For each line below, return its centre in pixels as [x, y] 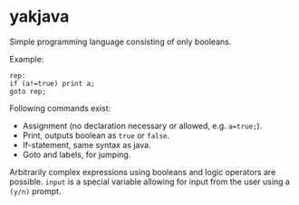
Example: [27, 59]
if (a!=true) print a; [52, 83]
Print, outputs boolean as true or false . [96, 135]
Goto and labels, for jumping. [77, 154]
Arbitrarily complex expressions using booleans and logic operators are [143, 172]
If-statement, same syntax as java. [87, 144]
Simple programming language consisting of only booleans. [121, 42]
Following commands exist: [60, 108]
